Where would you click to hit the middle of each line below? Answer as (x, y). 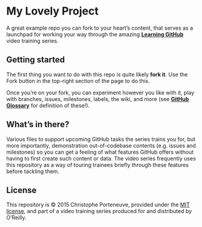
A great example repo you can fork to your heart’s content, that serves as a (100, 28)
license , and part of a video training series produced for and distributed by (99, 211)
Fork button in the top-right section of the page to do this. (78, 81)
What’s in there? (38, 124)
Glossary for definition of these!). (48, 105)
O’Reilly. (16, 218)
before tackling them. (33, 171)
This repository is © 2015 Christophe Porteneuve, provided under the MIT (98, 205)
